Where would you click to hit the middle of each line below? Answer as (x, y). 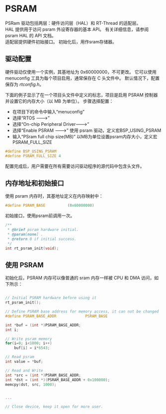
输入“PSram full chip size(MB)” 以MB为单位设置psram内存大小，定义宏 (85, 136)
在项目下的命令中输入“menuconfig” (48, 111)
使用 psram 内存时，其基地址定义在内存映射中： (54, 196)
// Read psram (20, 357)
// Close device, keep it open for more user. (54, 407)
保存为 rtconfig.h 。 (25, 84)
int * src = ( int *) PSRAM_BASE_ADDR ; (43, 375)
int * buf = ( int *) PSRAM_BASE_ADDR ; (43, 325)
